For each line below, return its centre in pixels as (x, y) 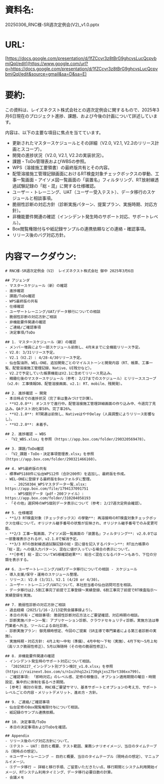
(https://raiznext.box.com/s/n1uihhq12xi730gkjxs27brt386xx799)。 (74, 672)
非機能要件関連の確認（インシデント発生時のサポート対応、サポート (81, 216)
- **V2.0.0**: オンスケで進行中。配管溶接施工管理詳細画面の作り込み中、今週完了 (79, 404)
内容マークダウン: (41, 257)
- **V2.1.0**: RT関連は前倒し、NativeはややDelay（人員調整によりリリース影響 (78, 414)
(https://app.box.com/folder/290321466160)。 (52, 459)
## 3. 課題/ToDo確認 (24, 449)
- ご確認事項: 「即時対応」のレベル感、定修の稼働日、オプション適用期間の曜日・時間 (81, 677)
